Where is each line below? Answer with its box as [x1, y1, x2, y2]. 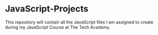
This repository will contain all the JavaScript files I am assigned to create [5, 19, 154, 25]
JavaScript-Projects [5, 3, 89, 14]
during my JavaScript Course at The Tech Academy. [5, 24, 111, 30]
